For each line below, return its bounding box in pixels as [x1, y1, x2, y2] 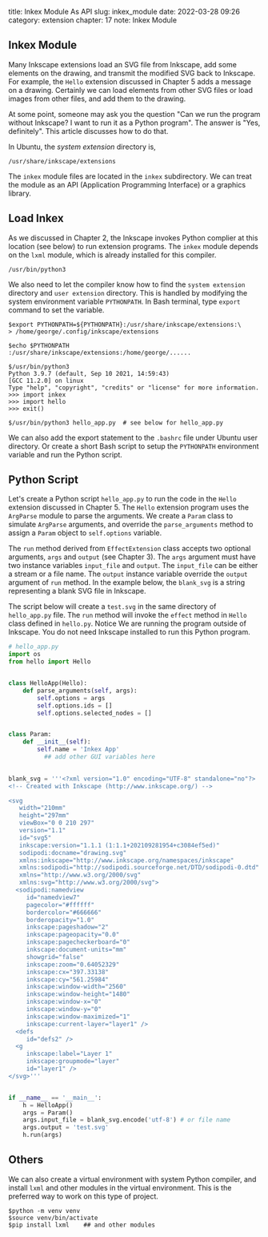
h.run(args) [22, 1131, 62, 1139]
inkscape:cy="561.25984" [26, 975, 110, 984]
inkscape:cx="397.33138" [26, 968, 110, 976]
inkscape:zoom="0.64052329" [26, 961, 120, 969]
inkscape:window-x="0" [26, 997, 102, 1006]
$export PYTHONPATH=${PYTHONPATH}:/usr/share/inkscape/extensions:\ [8, 320, 242, 328]
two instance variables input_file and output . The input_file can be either [8, 561, 258, 570]
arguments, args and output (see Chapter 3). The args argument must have [8, 552, 256, 562]
